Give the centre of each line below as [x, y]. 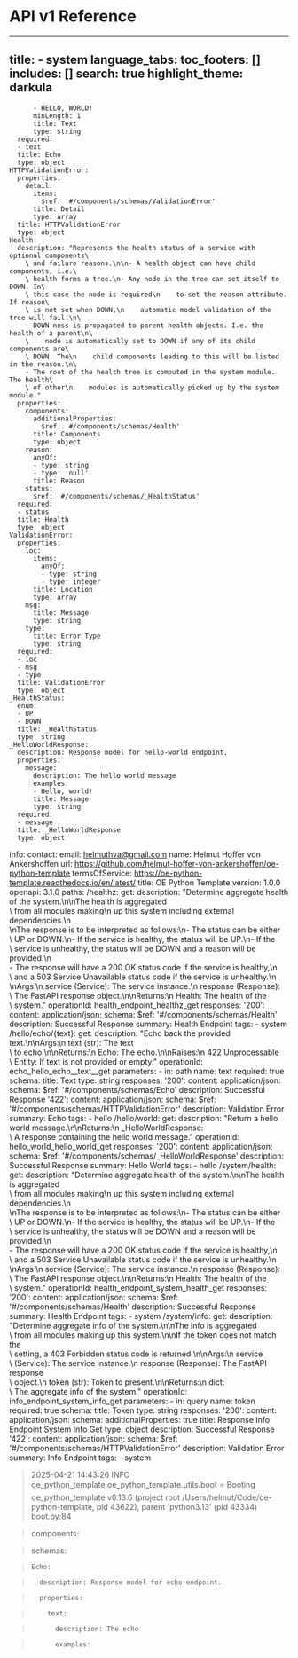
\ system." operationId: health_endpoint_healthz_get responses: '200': [137, 1005]
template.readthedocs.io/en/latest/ [72, 882]
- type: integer [71, 581]
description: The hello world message [104, 775]
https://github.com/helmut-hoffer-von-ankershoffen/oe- [176, 863]
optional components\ [49, 255]
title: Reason [59, 481]
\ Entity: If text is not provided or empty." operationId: [106, 1061]
